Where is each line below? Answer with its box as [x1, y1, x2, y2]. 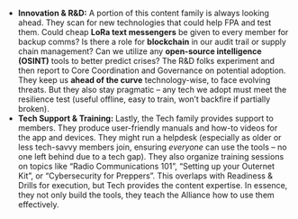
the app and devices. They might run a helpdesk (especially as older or [17, 132, 282, 142]
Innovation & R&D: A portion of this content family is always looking [17, 8, 270, 18]
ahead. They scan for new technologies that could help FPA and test [17, 17, 272, 28]
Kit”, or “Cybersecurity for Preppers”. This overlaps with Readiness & [17, 170, 273, 181]
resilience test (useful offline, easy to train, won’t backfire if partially [17, 94, 271, 105]
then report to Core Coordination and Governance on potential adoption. [17, 65, 286, 76]
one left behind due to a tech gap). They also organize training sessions [17, 151, 284, 161]
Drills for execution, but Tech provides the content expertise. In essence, [17, 180, 288, 190]
